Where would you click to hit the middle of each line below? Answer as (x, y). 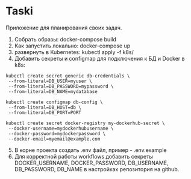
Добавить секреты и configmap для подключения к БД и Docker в (99, 58)
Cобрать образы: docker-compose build (65, 39)
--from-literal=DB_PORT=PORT (45, 112)
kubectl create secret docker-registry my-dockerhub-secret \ (85, 123)
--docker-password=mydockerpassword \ (57, 133)
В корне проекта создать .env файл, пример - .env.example (90, 150)
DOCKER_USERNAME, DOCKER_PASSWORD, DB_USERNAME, (92, 163)
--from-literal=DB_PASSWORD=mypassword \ (61, 86)
